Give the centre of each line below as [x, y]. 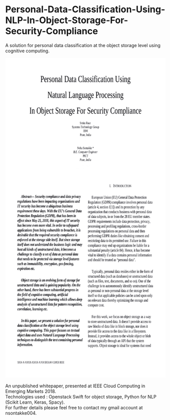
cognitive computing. [27, 51]
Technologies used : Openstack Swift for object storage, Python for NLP [81, 396]
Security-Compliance [52, 31]
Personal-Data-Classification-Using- [85, 9]
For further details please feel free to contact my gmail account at [74, 407]
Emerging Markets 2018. [31, 391]
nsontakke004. [21, 413]
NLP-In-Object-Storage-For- [67, 20]
